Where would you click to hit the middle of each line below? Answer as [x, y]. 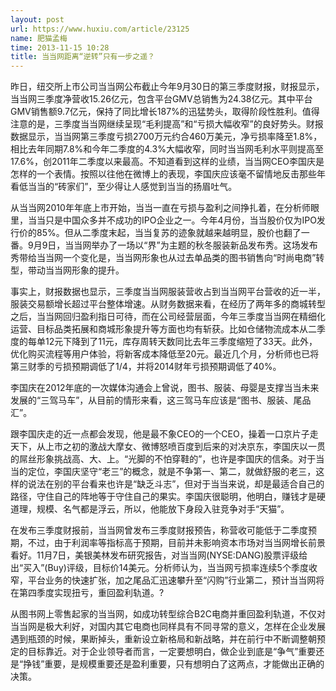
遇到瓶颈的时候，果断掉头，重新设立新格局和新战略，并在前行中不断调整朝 [163, 639]
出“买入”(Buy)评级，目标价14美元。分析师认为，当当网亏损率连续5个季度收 [164, 568]
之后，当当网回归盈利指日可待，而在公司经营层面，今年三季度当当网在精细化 [168, 317]
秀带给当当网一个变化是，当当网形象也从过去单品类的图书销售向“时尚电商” [163, 258]
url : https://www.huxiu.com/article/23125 [100, 29]
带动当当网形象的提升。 [76, 270]
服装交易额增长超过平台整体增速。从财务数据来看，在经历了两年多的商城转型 [168, 304]
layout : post [37, 19]
